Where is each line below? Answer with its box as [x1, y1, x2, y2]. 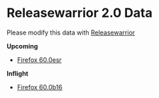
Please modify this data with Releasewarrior [6, 28, 136, 37]
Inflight [6, 69, 29, 78]
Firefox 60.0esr [16, 55, 62, 64]
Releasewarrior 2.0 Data [6, 5, 153, 21]
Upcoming [6, 42, 38, 50]
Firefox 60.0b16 [16, 82, 63, 91]
